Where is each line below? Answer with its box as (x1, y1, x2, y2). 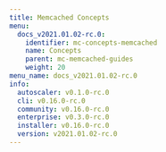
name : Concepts (25, 46, 82, 55)
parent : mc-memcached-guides (25, 55, 134, 63)
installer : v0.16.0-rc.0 (17, 122, 110, 131)
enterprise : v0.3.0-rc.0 (17, 113, 110, 122)
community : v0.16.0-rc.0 (17, 105, 110, 114)
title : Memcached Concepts (9, 13, 110, 22)
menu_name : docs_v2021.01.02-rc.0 (9, 72, 138, 80)
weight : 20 (25, 63, 66, 72)
